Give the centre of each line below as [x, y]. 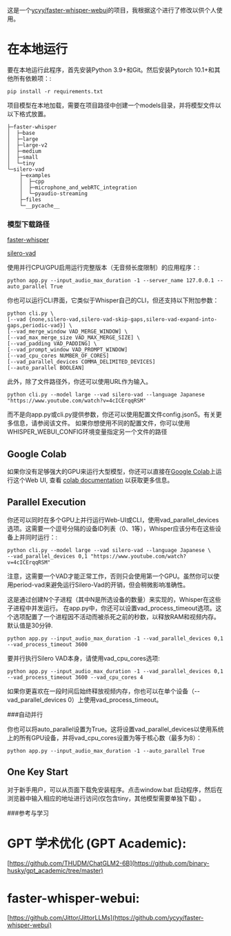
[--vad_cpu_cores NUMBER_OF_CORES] [58, 356]
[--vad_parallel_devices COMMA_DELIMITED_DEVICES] [81, 362]
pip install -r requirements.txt [55, 91]
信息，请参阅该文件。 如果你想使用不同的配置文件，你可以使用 [101, 423]
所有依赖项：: [32, 78]
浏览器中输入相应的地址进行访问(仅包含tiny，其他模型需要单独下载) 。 [106, 798]
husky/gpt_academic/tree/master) [55, 870]
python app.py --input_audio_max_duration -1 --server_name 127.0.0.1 [111, 281]
